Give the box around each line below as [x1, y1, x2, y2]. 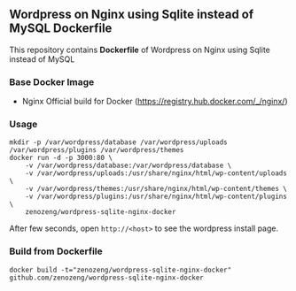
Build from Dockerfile [9, 245, 104, 257]
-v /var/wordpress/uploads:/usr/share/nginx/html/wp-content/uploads [25, 169, 288, 178]
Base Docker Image [9, 75, 95, 88]
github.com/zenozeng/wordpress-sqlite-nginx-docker [9, 273, 204, 282]
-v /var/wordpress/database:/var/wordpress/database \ [25, 161, 232, 171]
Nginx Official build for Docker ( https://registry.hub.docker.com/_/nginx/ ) [21, 96, 288, 107]
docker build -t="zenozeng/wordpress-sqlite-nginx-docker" [9, 265, 232, 274]
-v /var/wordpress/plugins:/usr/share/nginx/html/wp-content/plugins [25, 192, 288, 202]
